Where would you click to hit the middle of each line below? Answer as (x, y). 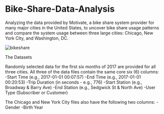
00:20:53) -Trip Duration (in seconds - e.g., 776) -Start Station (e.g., (74, 82)
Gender (13, 107)
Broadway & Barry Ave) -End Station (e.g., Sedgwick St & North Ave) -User (80, 87)
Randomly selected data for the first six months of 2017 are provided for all (80, 67)
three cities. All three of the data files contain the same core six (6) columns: (82, 71)
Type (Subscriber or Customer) (36, 92)
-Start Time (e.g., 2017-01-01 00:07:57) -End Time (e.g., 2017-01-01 (73, 77)
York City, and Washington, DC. (37, 38)
